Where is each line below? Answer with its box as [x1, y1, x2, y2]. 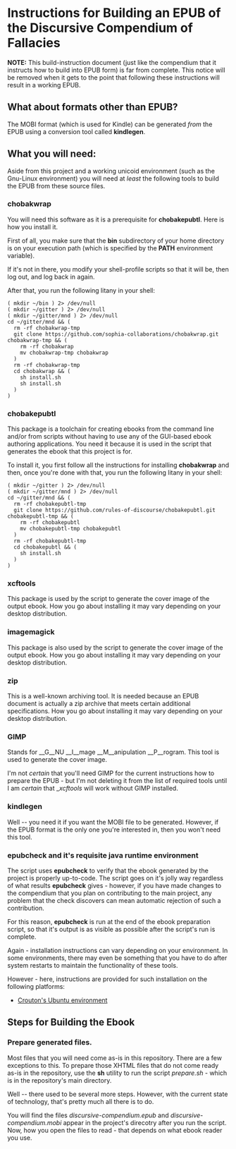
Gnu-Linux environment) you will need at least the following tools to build [7, 174, 220, 183]
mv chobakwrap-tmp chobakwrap [20, 349, 109, 356]
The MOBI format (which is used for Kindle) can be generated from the [7, 120, 213, 128]
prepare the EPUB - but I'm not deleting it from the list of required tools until [7, 777, 228, 785]
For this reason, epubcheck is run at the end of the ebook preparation [7, 917, 211, 925]
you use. [7, 1133, 33, 1142]
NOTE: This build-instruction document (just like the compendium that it [7, 58, 216, 66]
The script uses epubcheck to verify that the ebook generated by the [7, 866, 209, 875]
